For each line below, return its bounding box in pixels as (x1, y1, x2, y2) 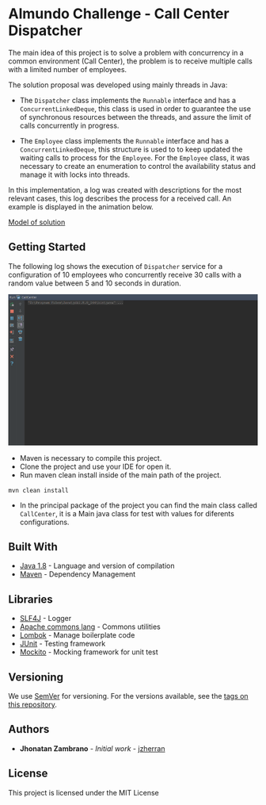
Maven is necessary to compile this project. (19, 453, 162, 462)
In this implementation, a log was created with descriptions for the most (8, 185, 242, 194)
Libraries (8, 592, 53, 606)
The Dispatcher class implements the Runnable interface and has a (19, 95, 236, 105)
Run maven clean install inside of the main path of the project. (19, 470, 222, 480)
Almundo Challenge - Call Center (8, 5, 230, 23)
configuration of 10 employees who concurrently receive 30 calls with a (8, 270, 241, 279)
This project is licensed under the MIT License (8, 788, 160, 797)
